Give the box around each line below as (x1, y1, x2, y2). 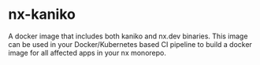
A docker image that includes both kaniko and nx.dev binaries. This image (8, 31, 248, 41)
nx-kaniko (8, 5, 76, 23)
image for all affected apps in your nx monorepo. (8, 48, 167, 57)
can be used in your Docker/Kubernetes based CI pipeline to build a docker (8, 39, 252, 49)
